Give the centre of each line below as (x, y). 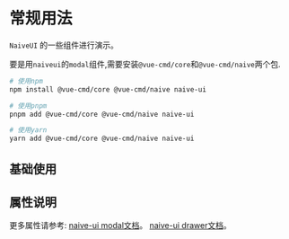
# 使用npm (26, 81)
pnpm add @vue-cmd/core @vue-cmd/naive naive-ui (102, 114)
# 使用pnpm (28, 106)
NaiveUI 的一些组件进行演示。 (64, 45)
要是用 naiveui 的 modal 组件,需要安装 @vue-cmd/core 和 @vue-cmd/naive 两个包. (145, 64)
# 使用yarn (28, 130)
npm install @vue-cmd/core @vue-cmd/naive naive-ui (108, 89)
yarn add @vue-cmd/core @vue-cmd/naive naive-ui (102, 139)
